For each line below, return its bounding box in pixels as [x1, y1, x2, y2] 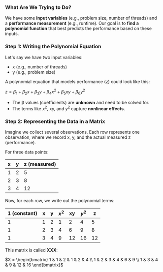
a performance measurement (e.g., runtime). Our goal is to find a [5, 20, 139, 26]
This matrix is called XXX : [5, 247, 58, 253]
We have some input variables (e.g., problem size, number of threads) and [5, 15, 157, 21]
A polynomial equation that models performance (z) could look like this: [5, 78, 150, 85]
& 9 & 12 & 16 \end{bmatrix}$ [5, 262, 64, 268]
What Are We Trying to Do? [5, 4, 71, 11]
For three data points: [5, 149, 49, 155]
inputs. [5, 31, 19, 37]
